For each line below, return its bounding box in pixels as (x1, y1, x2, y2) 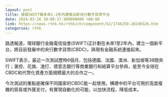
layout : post (5, 7, 33, 12)
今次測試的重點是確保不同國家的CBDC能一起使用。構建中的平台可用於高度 (5, 80, 158, 86)
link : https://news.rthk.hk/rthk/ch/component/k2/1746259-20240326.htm (5, 21, 158, 26)
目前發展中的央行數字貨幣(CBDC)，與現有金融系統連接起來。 (18, 46, 144, 52)
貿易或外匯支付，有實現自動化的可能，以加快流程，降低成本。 (14, 86, 141, 92)
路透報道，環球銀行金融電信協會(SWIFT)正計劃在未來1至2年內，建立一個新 (5, 40, 159, 46)
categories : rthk (5, 26, 42, 31)
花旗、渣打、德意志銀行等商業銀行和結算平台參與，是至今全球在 (27, 63, 159, 69)
